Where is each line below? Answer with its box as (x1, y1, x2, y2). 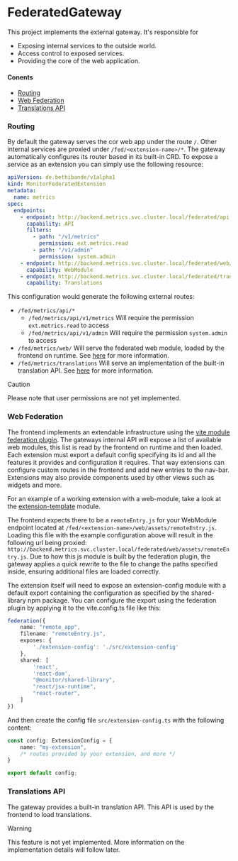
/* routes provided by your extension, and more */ (20, 750, 176, 757)
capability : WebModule (25, 266, 93, 273)
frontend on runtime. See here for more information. (17, 351, 169, 360)
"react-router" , (33, 690, 81, 697)
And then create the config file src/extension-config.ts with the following (7, 715, 225, 724)
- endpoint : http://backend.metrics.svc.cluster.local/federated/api (20, 214, 230, 221)
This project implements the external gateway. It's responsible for (7, 28, 198, 36)
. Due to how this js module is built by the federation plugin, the (25, 552, 211, 561)
